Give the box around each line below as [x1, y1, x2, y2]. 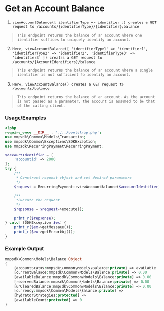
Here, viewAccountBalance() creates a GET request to [12, 82, 124, 87]
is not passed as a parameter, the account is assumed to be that [17, 99, 155, 104]
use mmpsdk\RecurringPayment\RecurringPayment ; [5, 144, 104, 149]
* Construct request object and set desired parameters [16, 175, 132, 180]
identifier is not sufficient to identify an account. [17, 72, 131, 77]
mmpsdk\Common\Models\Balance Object [5, 256, 82, 262]
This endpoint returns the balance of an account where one [17, 33, 142, 38]
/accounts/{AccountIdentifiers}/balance [12, 59, 96, 64]
